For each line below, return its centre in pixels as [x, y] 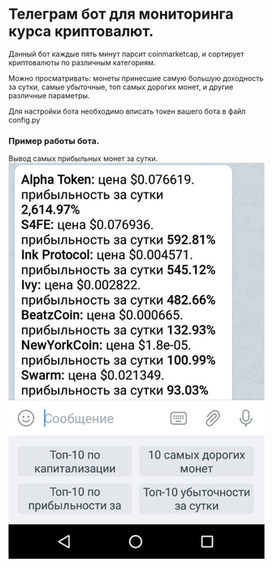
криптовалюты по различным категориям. [82, 63]
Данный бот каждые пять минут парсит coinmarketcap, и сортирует [126, 54]
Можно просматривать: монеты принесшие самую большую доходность [136, 78]
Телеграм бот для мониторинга [121, 14]
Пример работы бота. [54, 141]
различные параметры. [49, 95]
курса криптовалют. [81, 31]
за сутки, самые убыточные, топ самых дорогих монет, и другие [121, 87]
